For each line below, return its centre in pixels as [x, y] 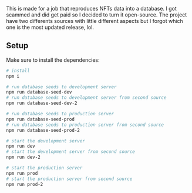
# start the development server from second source [70, 152]
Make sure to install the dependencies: [53, 60]
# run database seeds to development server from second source [86, 98]
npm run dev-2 [23, 157]
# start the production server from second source [69, 179]
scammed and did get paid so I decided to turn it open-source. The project [97, 15]
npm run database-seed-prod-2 [43, 130]
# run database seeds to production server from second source [85, 125]
